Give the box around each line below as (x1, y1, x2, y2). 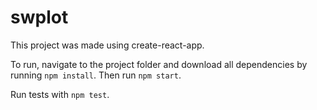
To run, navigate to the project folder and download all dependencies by (10, 58, 308, 70)
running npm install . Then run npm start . (10, 69, 182, 81)
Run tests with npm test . (10, 88, 110, 100)
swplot (10, 6, 69, 29)
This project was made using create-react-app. (10, 39, 205, 51)
